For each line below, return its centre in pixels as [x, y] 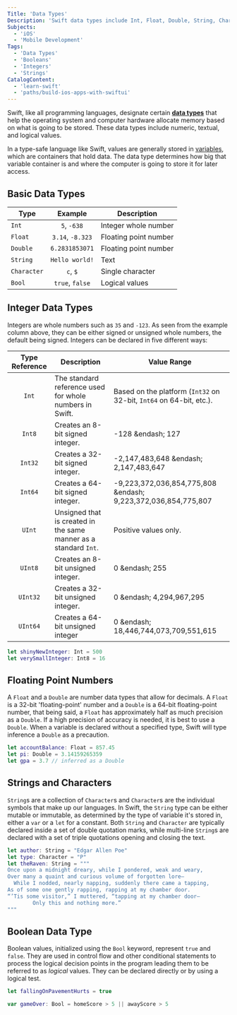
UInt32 [29, 597]
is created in [75, 521]
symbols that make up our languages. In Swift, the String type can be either [118, 807]
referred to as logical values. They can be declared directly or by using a [113, 971]
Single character [128, 271]
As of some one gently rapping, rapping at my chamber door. [99, 890]
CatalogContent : [31, 79]
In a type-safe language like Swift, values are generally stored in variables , [116, 149]
